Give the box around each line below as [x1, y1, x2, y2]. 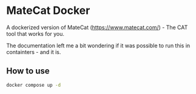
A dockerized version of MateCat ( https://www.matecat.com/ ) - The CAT [6, 24, 188, 31]
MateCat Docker [6, 4, 90, 18]
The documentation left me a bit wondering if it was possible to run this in [6, 42, 191, 49]
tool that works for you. [6, 30, 65, 37]
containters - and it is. [6, 48, 61, 55]
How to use [6, 66, 50, 76]
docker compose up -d [6, 82, 61, 88]
